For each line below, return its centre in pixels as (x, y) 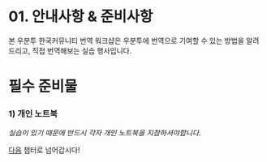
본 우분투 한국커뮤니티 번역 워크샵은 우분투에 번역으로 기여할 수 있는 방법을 (127, 40)
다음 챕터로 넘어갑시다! (44, 150)
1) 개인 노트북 (33, 114)
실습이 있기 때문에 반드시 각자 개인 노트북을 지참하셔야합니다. (105, 133)
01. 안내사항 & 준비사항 (81, 17)
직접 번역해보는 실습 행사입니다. (82, 50)
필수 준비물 (43, 87)
